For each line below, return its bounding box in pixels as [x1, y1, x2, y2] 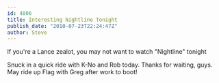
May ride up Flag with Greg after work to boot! [7, 68, 138, 76]
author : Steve [7, 29, 48, 36]
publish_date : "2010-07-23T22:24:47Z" [7, 22, 118, 29]
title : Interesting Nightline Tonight [7, 16, 118, 23]
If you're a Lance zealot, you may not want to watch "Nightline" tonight [7, 48, 207, 56]
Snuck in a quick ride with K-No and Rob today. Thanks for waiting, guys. [7, 61, 213, 69]
